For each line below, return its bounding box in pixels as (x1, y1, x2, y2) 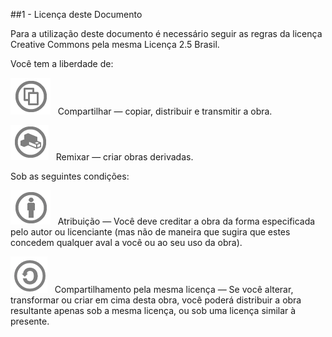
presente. (10, 315, 50, 327)
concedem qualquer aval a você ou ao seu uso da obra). (10, 237, 243, 248)
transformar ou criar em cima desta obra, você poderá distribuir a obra (10, 294, 302, 306)
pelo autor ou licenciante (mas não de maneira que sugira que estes (10, 226, 291, 238)
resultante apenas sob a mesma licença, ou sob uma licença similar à (10, 305, 297, 316)
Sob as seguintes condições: (10, 170, 130, 182)
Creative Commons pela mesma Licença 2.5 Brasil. (10, 39, 220, 50)
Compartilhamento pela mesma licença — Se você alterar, (54, 284, 294, 295)
